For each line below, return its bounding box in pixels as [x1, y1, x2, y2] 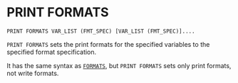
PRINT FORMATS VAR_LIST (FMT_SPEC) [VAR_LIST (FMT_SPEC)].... [6, 28, 195, 35]
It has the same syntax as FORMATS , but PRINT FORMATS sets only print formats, [6, 61, 232, 70]
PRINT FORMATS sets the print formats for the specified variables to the [6, 40, 210, 48]
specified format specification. [6, 48, 97, 56]
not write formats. [6, 69, 59, 77]
